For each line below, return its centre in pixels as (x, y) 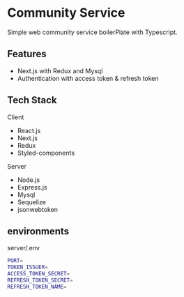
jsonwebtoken (37, 209)
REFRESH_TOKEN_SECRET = (40, 280)
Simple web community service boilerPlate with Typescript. (92, 32)
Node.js (29, 180)
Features (27, 54)
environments (38, 231)
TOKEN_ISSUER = (28, 267)
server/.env (24, 248)
